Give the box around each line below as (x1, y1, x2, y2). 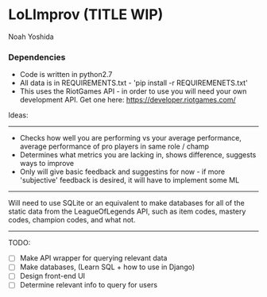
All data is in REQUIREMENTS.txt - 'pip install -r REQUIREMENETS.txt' (19, 78, 248, 88)
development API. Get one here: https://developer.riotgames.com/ (19, 95, 236, 105)
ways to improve (19, 159, 75, 168)
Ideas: (8, 110, 29, 120)
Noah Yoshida (8, 32, 54, 41)
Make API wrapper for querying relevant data (19, 253, 168, 263)
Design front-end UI (19, 272, 86, 281)
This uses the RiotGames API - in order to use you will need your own (19, 87, 247, 96)
